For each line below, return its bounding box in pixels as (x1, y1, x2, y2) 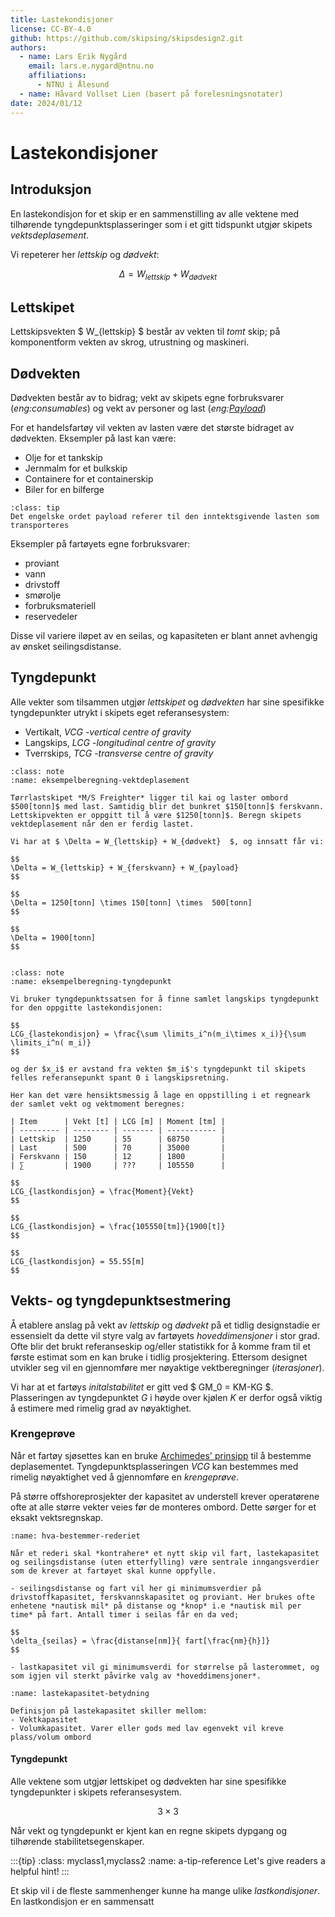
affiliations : (28, 71, 87, 81)
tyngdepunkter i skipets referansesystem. (10, 1786, 182, 1798)
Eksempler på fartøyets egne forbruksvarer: (10, 537, 191, 550)
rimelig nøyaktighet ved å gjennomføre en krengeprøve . (10, 1471, 240, 1483)
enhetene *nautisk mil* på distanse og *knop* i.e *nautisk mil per (10, 1601, 302, 1611)
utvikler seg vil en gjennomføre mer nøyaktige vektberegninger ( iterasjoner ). (10, 1361, 325, 1373)
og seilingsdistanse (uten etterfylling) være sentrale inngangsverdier (10, 1557, 320, 1567)
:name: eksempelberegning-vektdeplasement (10, 775, 190, 785)
